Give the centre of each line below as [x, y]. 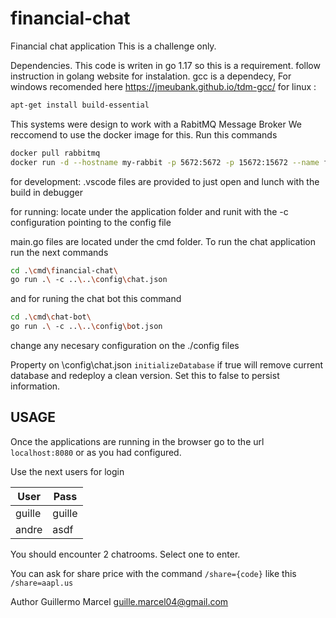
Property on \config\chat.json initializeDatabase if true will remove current [167, 365]
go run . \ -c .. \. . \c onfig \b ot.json [86, 327]
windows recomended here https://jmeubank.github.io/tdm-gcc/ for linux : [163, 86]
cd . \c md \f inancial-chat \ [64, 270]
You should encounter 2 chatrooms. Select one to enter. [125, 554]
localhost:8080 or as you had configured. [96, 452]
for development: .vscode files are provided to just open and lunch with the [165, 181]
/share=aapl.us [42, 583]
